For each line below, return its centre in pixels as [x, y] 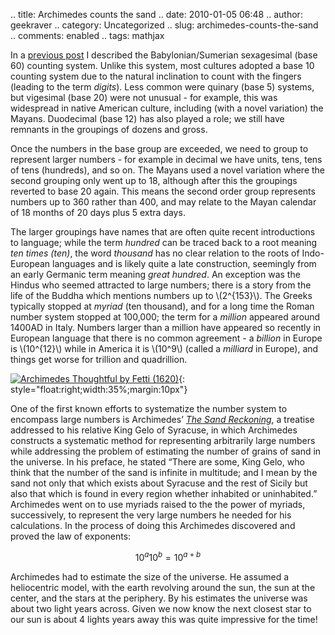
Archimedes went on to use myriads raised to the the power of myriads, [158, 504]
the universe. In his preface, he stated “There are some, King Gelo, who [157, 462]
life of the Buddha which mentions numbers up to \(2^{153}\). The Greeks [161, 295]
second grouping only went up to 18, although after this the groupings [154, 180]
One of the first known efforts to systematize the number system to [149, 408]
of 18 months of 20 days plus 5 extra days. [98, 212]
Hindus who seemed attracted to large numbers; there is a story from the [161, 285]
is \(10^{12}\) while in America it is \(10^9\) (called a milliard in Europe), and [164, 348]
